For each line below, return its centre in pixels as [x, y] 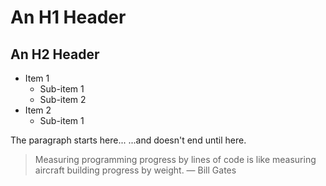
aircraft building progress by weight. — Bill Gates [135, 170]
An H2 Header [55, 54]
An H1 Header [68, 17]
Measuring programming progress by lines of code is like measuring [175, 159]
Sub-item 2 [63, 99]
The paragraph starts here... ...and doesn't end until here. [128, 140]
